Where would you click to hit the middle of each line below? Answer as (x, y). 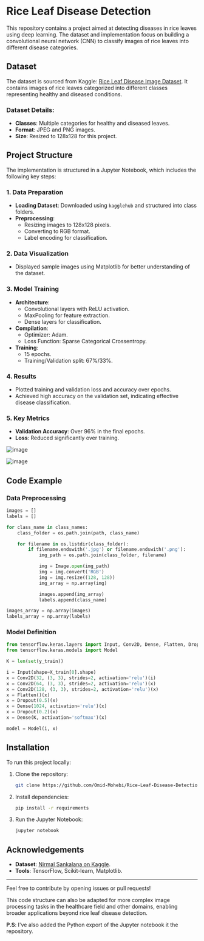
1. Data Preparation (35, 192)
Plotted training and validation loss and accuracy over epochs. (93, 390)
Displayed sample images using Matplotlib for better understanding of (102, 267)
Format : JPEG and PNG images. (55, 130)
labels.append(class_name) (73, 600)
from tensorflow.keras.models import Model (62, 650)
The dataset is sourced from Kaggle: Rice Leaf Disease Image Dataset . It (97, 81)
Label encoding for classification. (66, 238)
